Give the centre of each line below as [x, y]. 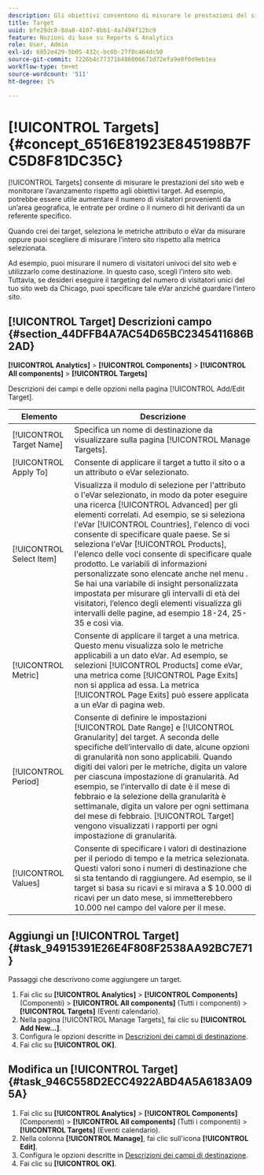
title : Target [31, 23]
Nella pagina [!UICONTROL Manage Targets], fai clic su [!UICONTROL [133, 1020]
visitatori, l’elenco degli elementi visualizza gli [158, 604]
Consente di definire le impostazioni [140, 718]
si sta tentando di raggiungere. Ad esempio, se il [163, 878]
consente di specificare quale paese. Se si [152, 534]
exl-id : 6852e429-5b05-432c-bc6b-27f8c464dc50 [86, 52]
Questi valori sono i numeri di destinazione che [161, 868]
